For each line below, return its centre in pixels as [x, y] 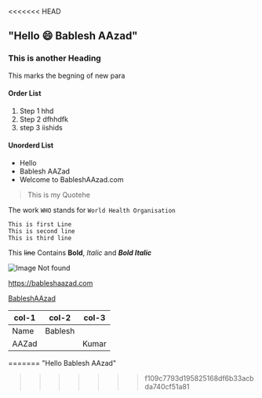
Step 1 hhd [36, 111]
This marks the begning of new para [67, 75]
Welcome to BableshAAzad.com [71, 180]
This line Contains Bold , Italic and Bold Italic [80, 253]
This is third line [40, 239]
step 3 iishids [41, 127]
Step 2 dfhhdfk [44, 119]
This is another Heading [55, 58]
